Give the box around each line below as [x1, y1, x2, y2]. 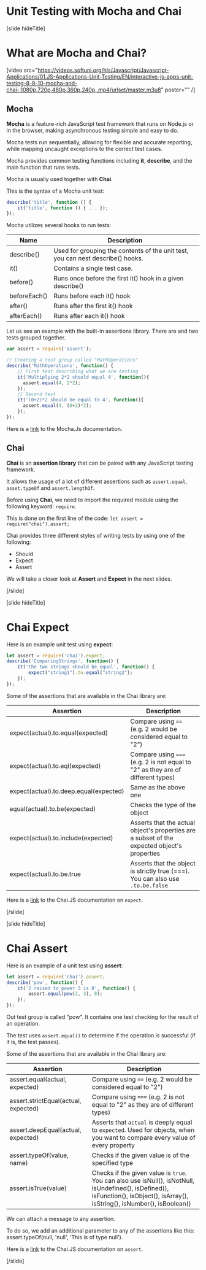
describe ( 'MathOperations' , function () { [6, 363, 114, 369]
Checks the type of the [130, 800, 196, 809]
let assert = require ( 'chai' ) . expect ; [6, 652, 105, 659]
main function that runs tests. [6, 163, 81, 171]
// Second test [17, 391, 56, 397]
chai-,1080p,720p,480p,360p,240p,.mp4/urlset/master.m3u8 [6, 86, 161, 93]
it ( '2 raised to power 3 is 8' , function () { [17, 985, 136, 991]
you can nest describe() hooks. [53, 254, 143, 263]
